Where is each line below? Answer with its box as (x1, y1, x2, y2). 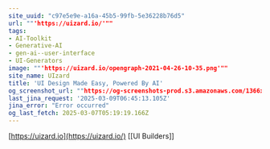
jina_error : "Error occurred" (8, 101, 110, 110)
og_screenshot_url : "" (8, 86, 84, 95)
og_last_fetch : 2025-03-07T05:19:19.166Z (8, 110, 149, 118)
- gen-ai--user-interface (8, 49, 95, 57)
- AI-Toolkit (8, 34, 52, 43)
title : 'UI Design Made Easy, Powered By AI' (8, 79, 163, 87)
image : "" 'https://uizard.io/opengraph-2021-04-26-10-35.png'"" (8, 64, 228, 72)
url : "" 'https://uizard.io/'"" (8, 19, 113, 27)
